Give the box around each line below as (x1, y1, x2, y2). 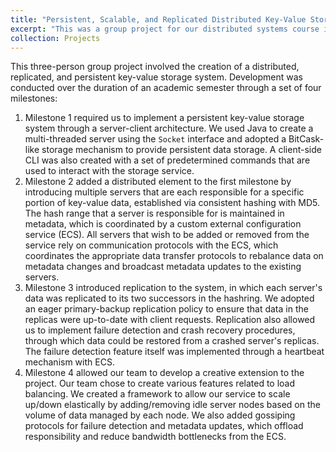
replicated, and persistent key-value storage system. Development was (10, 71, 303, 83)
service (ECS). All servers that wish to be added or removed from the (24, 229, 310, 241)
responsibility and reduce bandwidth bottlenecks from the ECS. (24, 431, 287, 443)
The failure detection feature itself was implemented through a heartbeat (24, 346, 325, 358)
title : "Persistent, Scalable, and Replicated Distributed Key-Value (10, 14, 307, 25)
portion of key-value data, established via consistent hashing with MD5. (24, 197, 321, 209)
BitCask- (288, 133, 325, 145)
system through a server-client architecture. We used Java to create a (24, 122, 314, 135)
